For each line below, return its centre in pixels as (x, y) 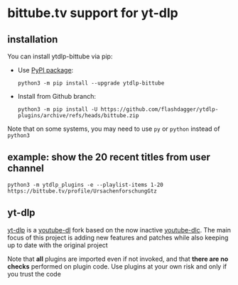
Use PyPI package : (45, 70)
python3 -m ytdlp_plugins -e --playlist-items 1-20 (85, 185)
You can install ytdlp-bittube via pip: (60, 56)
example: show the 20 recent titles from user (109, 157)
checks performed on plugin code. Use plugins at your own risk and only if (117, 266)
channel (26, 168)
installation (33, 39)
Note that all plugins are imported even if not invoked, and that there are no (118, 259)
